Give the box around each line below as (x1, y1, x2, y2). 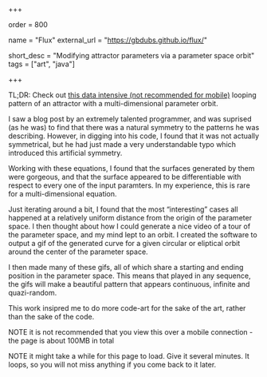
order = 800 (8, 20, 48, 29)
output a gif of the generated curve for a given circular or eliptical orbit (8, 239, 241, 248)
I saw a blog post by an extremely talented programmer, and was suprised (8, 114, 252, 124)
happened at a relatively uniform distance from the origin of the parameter (8, 213, 253, 222)
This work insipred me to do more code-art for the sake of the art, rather (8, 304, 246, 312)
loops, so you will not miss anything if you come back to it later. (8, 360, 217, 369)
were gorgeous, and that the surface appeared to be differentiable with (8, 173, 241, 181)
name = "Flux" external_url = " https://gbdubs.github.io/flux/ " (8, 35, 207, 45)
